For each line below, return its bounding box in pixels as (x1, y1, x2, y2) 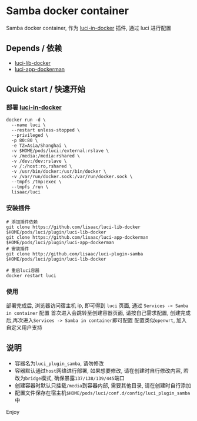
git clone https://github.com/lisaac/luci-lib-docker (6, 224, 141, 230)
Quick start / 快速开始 (6, 84, 86, 94)
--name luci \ (11, 122, 46, 128)
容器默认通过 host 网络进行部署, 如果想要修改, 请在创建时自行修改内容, (14, 367, 182, 374)
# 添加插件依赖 (6, 219, 38, 225)
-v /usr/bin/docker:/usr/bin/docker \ (11, 169, 107, 175)
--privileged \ (11, 133, 49, 139)
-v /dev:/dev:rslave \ (11, 158, 67, 165)
